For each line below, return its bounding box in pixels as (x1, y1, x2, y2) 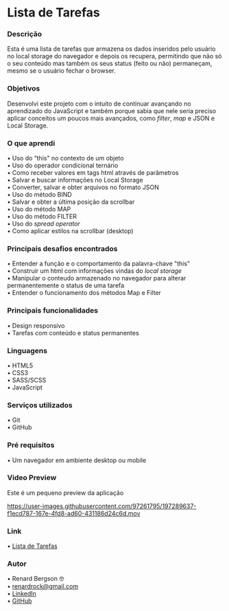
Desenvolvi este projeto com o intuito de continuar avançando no (7, 99, 191, 108)
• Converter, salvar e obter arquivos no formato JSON (7, 183, 160, 191)
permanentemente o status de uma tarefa (7, 281, 125, 289)
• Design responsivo (7, 321, 65, 330)
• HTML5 (7, 361, 34, 370)
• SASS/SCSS (7, 376, 47, 384)
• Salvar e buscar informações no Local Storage (7, 176, 143, 184)
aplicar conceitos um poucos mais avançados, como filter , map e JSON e (7, 114, 215, 122)
